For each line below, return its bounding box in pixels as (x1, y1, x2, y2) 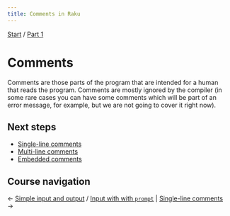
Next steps (7, 121, 57, 133)
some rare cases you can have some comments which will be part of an (7, 93, 217, 101)
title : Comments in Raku (7, 10, 81, 18)
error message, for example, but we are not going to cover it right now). (7, 101, 217, 109)
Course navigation (7, 175, 91, 188)
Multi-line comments (17, 147, 79, 156)
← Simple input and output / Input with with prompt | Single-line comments (7, 194, 224, 203)
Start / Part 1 (7, 30, 44, 38)
